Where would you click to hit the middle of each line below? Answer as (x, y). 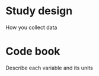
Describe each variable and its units (49, 68)
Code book (33, 51)
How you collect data (31, 27)
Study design (39, 11)
